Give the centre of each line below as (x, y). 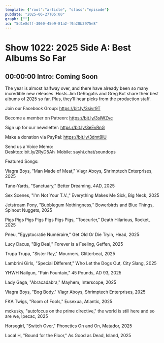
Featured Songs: (22, 161)
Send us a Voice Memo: (29, 147)
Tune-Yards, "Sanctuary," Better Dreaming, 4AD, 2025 (60, 186)
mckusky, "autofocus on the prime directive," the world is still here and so (80, 311)
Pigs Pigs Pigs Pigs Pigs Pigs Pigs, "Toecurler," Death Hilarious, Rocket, (78, 220)
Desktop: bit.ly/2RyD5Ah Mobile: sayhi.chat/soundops (60, 152)
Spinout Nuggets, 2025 (29, 210)
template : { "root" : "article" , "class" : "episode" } (57, 10)
